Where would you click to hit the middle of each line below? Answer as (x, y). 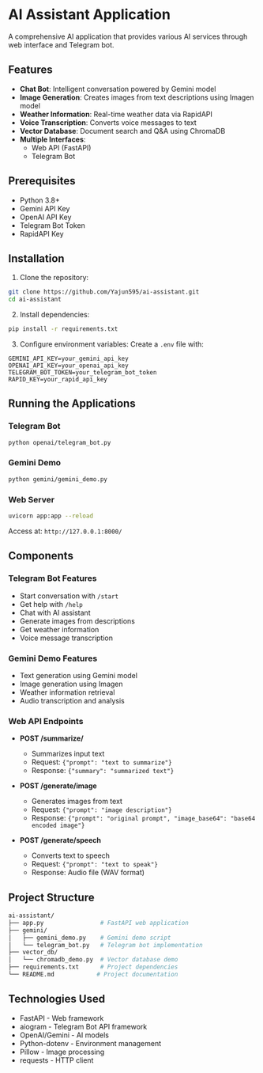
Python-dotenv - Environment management (90, 1043)
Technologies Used (56, 999)
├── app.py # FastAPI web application (99, 923)
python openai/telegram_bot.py (60, 442)
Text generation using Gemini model (79, 675)
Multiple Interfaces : (53, 139)
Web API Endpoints (46, 721)
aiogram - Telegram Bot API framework (83, 1026)
